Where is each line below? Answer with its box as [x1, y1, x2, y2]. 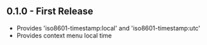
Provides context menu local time [16, 31, 112, 39]
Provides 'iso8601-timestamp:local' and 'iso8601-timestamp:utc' [16, 24, 201, 32]
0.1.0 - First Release [6, 6, 93, 17]
